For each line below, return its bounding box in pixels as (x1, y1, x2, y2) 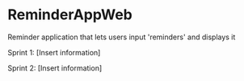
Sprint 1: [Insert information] (7, 47, 101, 57)
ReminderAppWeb (7, 6, 133, 24)
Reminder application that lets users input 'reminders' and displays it (7, 32, 236, 42)
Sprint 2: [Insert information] (7, 63, 103, 73)
